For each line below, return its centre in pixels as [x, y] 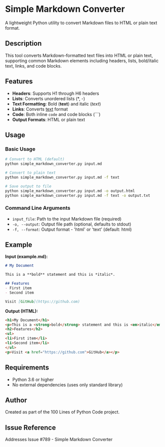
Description [23, 44]
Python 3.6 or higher [33, 379]
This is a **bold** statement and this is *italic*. [60, 275]
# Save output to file [28, 186]
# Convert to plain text [30, 173]
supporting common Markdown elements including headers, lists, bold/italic [82, 61]
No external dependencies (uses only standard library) [67, 385]
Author [16, 400]
